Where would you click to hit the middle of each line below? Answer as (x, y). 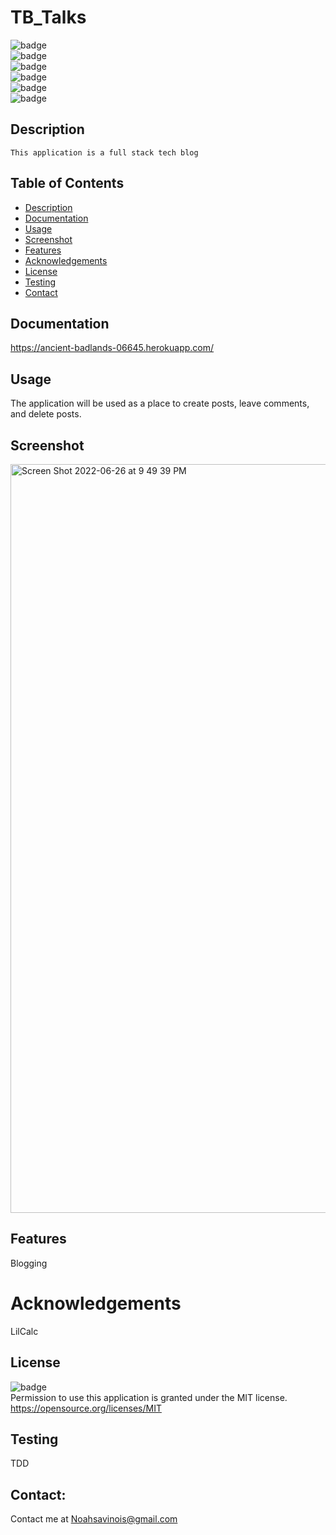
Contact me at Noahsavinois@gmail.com (94, 1519)
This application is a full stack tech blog (104, 152)
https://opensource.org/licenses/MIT (86, 1408)
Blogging (29, 1263)
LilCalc (24, 1331)
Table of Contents (67, 183)
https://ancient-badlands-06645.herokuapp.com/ (112, 348)
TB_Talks (48, 17)
